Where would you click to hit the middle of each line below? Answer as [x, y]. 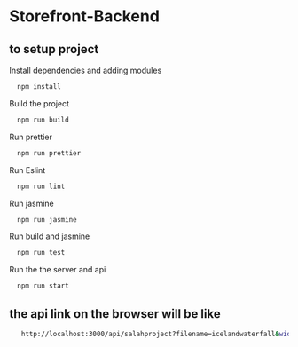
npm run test [41, 253]
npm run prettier [49, 153]
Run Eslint [27, 170]
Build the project [39, 103]
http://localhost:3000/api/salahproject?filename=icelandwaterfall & [150, 334]
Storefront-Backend [84, 16]
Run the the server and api [58, 270]
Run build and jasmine [50, 236]
